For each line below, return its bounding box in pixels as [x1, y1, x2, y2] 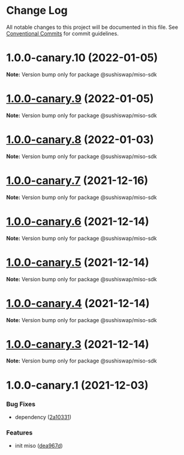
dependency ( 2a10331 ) [14, 413, 72, 421]
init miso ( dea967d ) [14, 442, 63, 450]
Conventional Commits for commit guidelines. [6, 29, 119, 37]
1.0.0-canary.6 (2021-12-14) [6, 215, 150, 228]
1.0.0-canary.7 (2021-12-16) [6, 174, 149, 187]
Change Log [6, 4, 68, 17]
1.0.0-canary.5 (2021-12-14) [6, 255, 149, 269]
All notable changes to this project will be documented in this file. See [6, 23, 179, 31]
